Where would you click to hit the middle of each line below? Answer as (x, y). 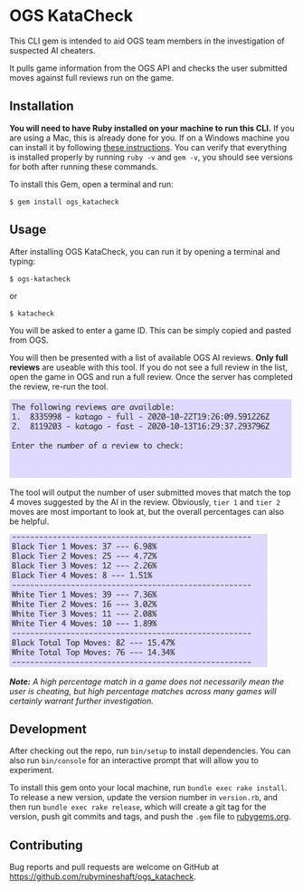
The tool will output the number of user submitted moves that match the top (150, 492)
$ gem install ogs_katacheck (64, 202)
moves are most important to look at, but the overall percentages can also (147, 511)
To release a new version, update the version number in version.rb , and (144, 798)
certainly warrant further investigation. (81, 701)
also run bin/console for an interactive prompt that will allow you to (134, 760)
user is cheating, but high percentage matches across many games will (143, 691)
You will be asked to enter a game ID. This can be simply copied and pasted (151, 330)
